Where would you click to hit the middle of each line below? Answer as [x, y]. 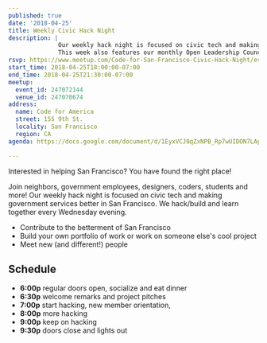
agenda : [21, 141]
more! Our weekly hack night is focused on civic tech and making [115, 195]
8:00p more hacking [54, 314]
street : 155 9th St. [49, 119]
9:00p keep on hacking [58, 322]
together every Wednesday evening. [68, 212]
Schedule [33, 269]
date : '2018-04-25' [41, 23]
